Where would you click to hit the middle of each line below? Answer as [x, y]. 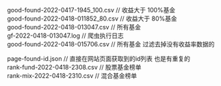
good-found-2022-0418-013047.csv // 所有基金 [74, 27]
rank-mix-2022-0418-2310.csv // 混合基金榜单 [72, 76]
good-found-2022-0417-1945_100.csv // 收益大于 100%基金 [91, 10]
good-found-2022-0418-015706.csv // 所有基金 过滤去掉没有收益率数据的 [111, 44]
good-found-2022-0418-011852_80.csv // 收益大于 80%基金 [92, 18]
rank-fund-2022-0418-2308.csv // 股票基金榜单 [74, 67]
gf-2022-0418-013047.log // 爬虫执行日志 [66, 35]
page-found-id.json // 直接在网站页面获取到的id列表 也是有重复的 [99, 59]
